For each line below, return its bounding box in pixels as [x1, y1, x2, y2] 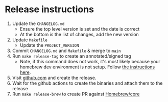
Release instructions [5, 4, 94, 15]
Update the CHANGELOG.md [12, 20, 65, 27]
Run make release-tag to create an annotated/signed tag [12, 53, 131, 59]
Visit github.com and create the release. [12, 74, 97, 81]
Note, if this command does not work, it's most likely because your [19, 58, 160, 64]
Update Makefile [12, 37, 48, 43]
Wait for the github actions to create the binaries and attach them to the [12, 80, 163, 86]
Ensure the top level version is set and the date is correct [19, 25, 140, 32]
